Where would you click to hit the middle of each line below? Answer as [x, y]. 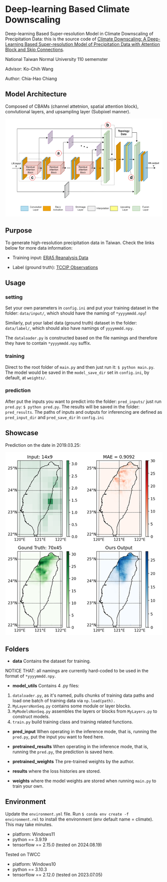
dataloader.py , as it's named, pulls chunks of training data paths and [83, 695]
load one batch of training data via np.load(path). [64, 700]
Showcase [22, 433]
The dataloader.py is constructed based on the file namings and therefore [81, 338]
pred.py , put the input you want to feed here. [58, 737]
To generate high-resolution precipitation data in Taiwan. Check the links [80, 243]
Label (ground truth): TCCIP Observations [55, 267]
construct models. [31, 716]
